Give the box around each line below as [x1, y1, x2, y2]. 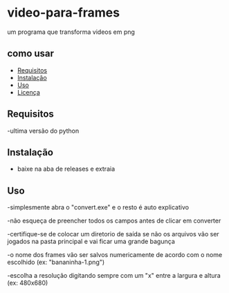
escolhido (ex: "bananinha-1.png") [7, 258, 105, 267]
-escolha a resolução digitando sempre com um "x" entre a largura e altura [7, 272, 221, 280]
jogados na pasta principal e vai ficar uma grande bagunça [7, 237, 175, 246]
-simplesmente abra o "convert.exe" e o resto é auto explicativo [7, 203, 189, 211]
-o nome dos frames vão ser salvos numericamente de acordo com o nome [7, 251, 223, 259]
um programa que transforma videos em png [7, 28, 135, 36]
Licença [17, 88, 40, 96]
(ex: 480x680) [7, 278, 48, 287]
